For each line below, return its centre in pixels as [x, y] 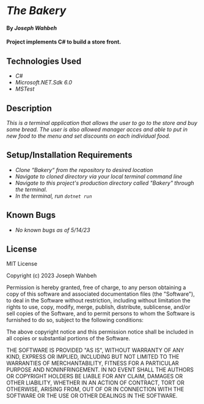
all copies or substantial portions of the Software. [68, 339]
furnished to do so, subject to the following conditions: [75, 320]
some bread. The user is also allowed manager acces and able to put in [97, 129]
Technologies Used [44, 61]
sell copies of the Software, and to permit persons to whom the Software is [101, 313]
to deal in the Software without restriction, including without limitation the [98, 301]
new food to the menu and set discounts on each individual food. [88, 136]
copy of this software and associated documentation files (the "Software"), [101, 294]
